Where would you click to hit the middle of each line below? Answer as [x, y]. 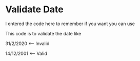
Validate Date [35, 9]
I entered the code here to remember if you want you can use [70, 24]
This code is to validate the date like [43, 33]
